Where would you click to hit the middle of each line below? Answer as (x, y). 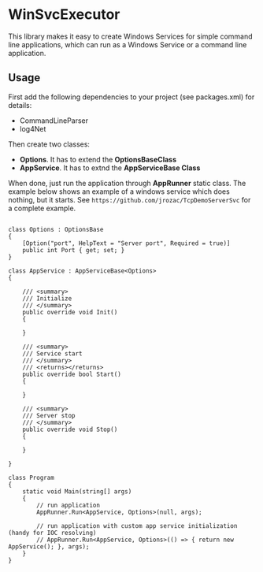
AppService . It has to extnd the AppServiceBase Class (110, 168)
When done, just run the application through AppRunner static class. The (127, 183)
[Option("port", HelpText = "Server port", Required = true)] (126, 243)
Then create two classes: (49, 144)
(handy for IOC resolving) (52, 533)
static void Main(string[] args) (77, 491)
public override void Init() (70, 312)
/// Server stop (49, 415)
